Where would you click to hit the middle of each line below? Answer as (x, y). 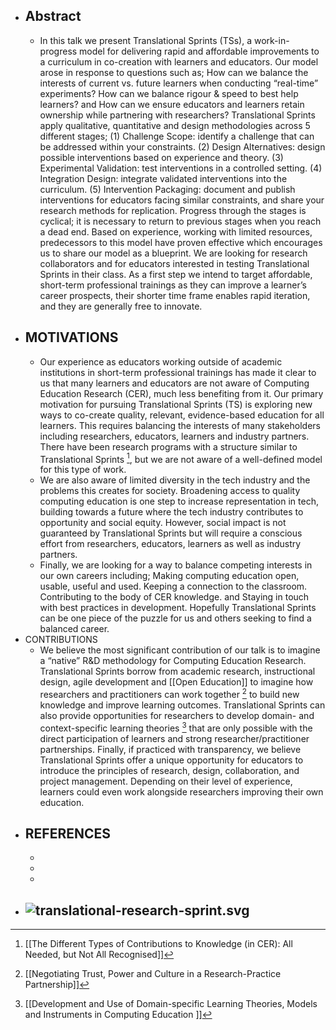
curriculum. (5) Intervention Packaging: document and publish (167, 189)
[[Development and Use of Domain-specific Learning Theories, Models (171, 1004)
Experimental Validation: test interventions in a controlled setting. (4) (181, 168)
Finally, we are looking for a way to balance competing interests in (176, 565)
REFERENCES (68, 833)
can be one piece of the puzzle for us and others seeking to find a (175, 618)
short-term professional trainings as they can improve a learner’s (173, 285)
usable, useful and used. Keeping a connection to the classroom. (173, 586)
